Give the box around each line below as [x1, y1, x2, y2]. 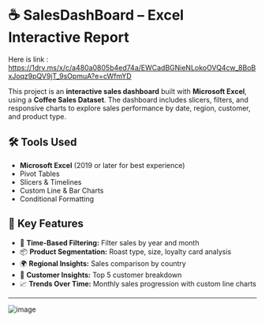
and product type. [8, 111, 67, 121]
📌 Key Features [8, 217, 84, 230]
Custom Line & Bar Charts [19, 185, 104, 195]
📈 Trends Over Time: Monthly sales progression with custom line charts [19, 279, 256, 288]
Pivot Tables [19, 169, 61, 178]
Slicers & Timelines [19, 177, 82, 186]
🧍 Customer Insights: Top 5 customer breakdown [19, 270, 182, 279]
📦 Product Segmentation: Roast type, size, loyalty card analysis [19, 246, 232, 256]
